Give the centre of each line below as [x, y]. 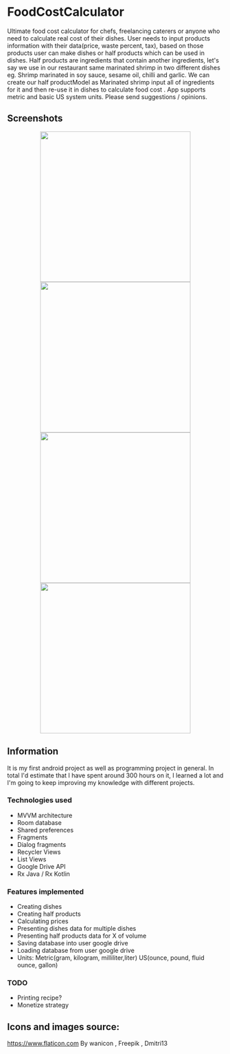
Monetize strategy [43, 1005]
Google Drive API [42, 866]
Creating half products [49, 914]
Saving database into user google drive [72, 943]
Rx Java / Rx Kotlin [44, 874]
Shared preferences [45, 830]
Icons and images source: [64, 1027]
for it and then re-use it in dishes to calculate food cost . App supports [106, 89]
